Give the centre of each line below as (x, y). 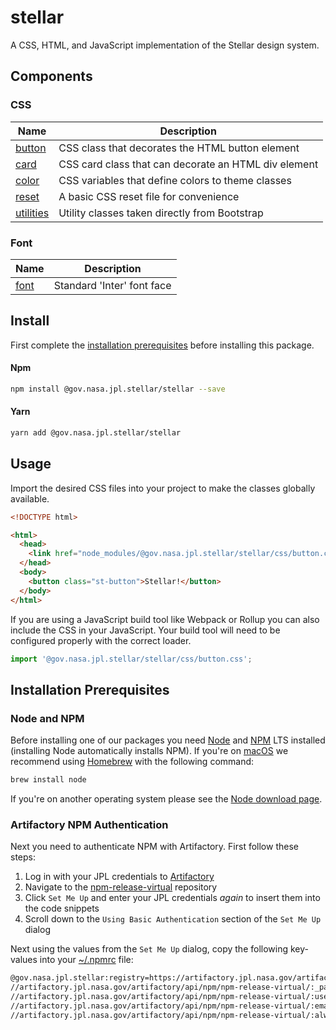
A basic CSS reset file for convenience (149, 196)
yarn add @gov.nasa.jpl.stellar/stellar (96, 433)
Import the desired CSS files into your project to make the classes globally (163, 488)
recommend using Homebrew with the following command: (132, 762)
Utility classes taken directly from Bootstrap (161, 213)
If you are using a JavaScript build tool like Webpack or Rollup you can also (165, 619)
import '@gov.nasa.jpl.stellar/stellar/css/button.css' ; (131, 659)
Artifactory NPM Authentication (89, 824)
